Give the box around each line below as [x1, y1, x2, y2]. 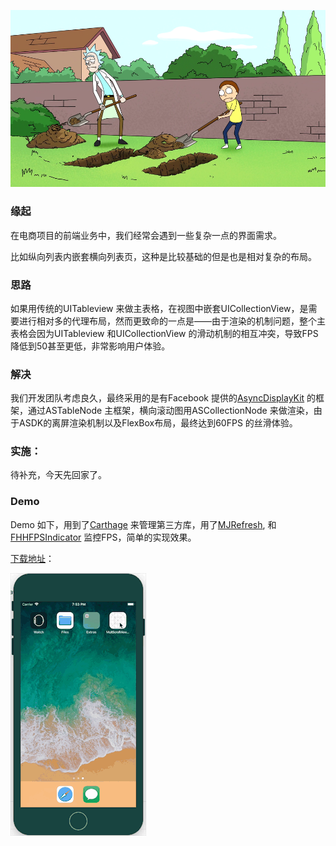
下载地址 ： [10, 552, 55, 564]
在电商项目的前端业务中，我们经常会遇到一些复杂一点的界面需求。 [10, 229, 282, 241]
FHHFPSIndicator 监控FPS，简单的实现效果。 [10, 531, 197, 543]
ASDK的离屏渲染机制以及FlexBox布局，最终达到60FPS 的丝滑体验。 [18, 417, 298, 429]
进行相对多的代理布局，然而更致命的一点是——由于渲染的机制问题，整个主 [18, 315, 326, 327]
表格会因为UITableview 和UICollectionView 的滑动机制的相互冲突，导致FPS [10, 327, 319, 339]
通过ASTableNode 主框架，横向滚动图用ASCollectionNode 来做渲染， [27, 405, 314, 417]
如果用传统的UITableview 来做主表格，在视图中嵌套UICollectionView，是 [10, 302, 309, 314]
